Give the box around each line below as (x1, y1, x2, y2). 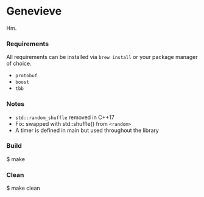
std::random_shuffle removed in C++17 (15, 114, 114, 121)
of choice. (6, 60, 32, 67)
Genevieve (6, 4, 62, 18)
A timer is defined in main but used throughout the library (15, 126, 160, 134)
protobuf (15, 73, 38, 79)
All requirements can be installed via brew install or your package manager (6, 54, 198, 61)
